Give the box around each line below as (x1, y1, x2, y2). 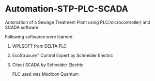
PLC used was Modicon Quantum (12, 71, 79, 77)
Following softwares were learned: (5, 34, 74, 40)
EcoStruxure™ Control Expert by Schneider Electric (12, 52, 113, 58)
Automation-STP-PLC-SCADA (5, 3, 128, 14)
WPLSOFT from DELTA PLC (12, 43, 67, 49)
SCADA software (5, 24, 39, 30)
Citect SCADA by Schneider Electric (12, 62, 84, 67)
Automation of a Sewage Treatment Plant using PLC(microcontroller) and (5, 19, 151, 25)
